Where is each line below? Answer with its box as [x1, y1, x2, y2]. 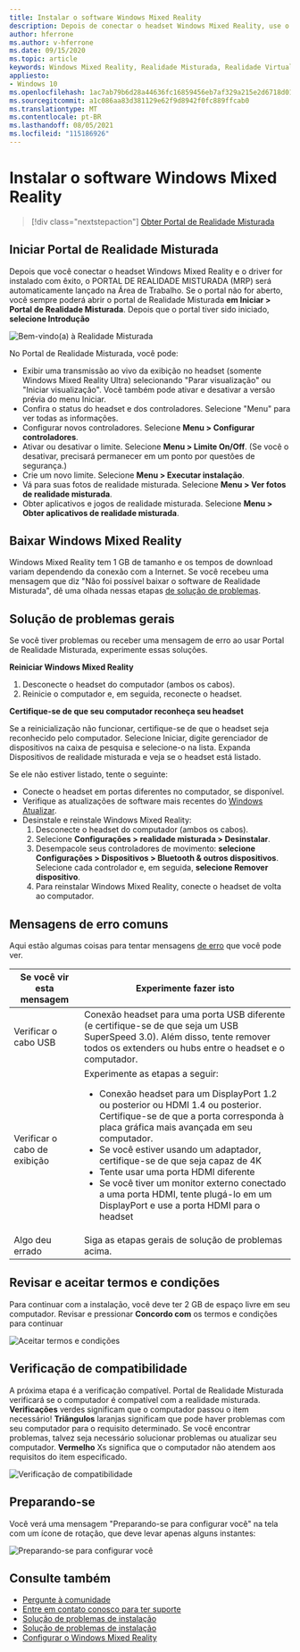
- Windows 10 [9, 79, 58, 88]
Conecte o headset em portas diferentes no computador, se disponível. [21, 787, 285, 797]
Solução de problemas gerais [9, 611, 176, 626]
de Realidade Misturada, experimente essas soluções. [9, 645, 208, 655]
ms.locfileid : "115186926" [9, 129, 110, 138]
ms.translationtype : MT [9, 104, 98, 113]
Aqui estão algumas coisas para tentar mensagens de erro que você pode [9, 940, 282, 951]
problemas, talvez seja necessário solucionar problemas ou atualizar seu [9, 1432, 277, 1443]
